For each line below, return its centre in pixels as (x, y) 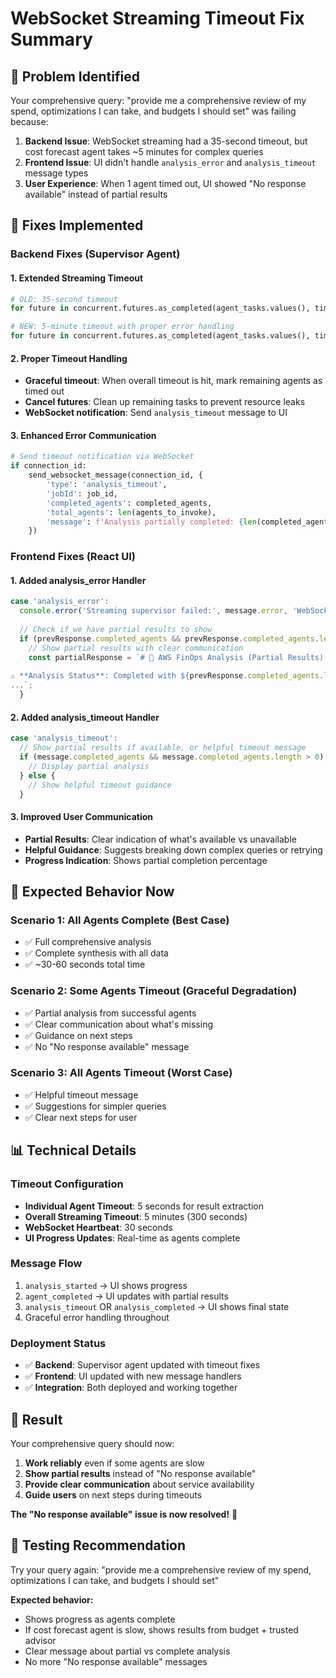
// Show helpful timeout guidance (100, 785)
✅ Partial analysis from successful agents (110, 1013)
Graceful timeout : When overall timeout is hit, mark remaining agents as (173, 381)
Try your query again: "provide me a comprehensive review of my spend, (161, 1569)
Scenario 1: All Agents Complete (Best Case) (120, 920)
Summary (51, 39)
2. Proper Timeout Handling (69, 358)
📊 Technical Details (73, 1150)
